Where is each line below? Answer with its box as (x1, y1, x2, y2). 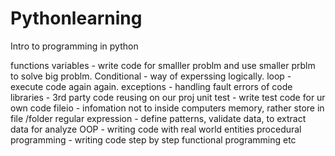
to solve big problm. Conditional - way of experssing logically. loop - (10, 70, 292, 82)
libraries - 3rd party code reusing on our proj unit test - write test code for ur (10, 91, 326, 103)
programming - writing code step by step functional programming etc (10, 133, 297, 146)
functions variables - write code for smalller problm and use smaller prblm (10, 59, 316, 71)
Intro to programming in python (10, 40, 139, 52)
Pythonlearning (10, 7, 143, 30)
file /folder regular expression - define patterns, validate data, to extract (10, 112, 307, 124)
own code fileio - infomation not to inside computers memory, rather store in (10, 102, 325, 114)
